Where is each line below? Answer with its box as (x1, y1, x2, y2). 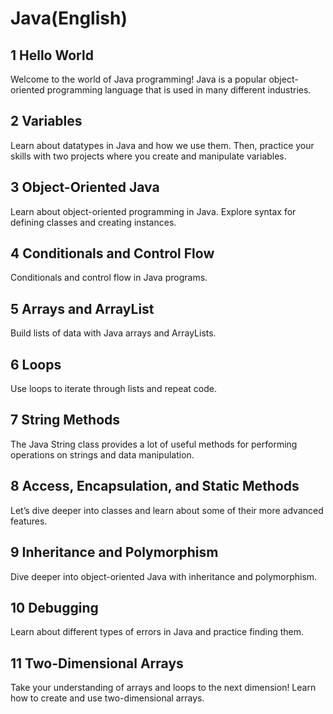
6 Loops (10, 356, 62, 373)
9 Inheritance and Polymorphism (10, 544, 219, 561)
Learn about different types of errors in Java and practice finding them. (10, 626, 305, 638)
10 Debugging (10, 599, 99, 616)
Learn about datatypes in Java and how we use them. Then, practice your (10, 139, 315, 151)
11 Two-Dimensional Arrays (10, 655, 184, 672)
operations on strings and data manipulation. (10, 448, 195, 461)
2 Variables (10, 113, 83, 130)
